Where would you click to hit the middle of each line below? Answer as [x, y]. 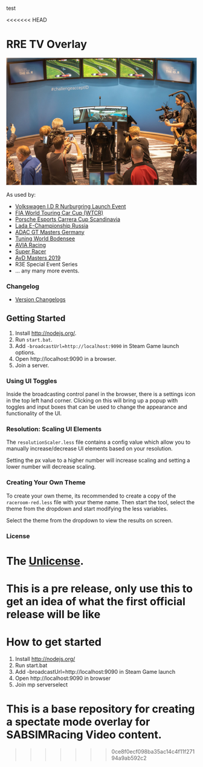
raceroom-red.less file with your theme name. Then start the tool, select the [101, 502]
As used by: [21, 194]
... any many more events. [47, 271]
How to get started [54, 642]
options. [25, 352]
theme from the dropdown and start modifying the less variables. [87, 509]
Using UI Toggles [32, 381]
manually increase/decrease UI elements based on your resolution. [90, 449]
